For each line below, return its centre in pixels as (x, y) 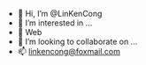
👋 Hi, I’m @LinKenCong (60, 14)
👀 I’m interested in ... (55, 23)
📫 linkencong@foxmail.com (69, 51)
